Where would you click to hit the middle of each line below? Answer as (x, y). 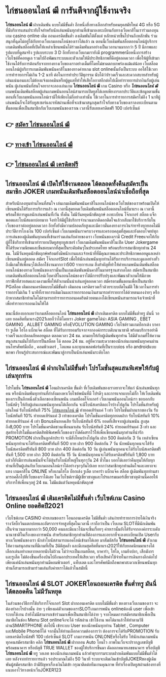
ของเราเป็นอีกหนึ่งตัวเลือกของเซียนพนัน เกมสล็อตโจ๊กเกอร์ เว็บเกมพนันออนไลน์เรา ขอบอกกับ (80, 399)
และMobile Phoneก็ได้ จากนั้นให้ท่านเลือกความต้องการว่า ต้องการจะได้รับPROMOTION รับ (83, 631)
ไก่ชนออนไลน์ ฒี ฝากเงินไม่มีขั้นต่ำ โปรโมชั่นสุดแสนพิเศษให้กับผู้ (82, 368)
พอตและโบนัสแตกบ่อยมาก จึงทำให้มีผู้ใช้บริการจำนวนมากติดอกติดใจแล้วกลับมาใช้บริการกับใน (81, 220)
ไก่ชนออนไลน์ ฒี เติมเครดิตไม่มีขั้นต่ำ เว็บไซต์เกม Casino (75, 498)
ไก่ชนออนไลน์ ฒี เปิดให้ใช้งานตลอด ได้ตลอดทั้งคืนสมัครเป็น (77, 184)
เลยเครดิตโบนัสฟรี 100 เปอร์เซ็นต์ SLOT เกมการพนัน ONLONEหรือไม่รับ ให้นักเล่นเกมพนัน (82, 637)
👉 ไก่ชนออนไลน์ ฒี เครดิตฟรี (42, 164)
